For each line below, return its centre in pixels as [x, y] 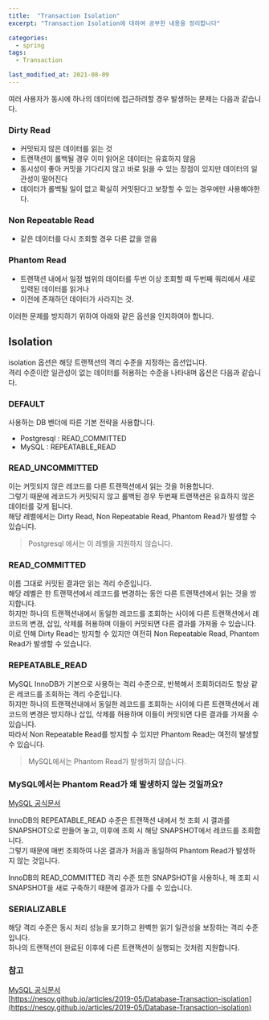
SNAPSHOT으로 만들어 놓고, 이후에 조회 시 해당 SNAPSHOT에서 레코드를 [124, 831]
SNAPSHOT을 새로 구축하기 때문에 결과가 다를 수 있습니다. [100, 888]
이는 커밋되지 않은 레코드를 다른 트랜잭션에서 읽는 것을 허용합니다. [111, 486]
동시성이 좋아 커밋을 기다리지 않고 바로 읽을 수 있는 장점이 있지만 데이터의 [134, 169]
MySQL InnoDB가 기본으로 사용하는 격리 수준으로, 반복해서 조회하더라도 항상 [129, 683]
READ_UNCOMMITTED [53, 468]
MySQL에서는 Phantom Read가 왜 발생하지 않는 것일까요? [116, 784]
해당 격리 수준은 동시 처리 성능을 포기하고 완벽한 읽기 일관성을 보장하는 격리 [126, 927]
